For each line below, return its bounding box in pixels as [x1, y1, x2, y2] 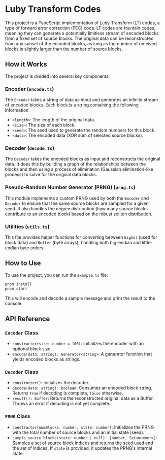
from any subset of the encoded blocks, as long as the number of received [5, 40, 157, 46]
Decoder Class [5, 368, 38, 375]
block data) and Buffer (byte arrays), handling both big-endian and [5, 239, 141, 245]
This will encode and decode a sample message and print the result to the [5, 295, 156, 301]
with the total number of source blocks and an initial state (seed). [12, 429, 144, 435]
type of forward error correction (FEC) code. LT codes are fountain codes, [5, 25, 156, 31]
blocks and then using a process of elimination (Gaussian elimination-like [5, 166, 154, 172]
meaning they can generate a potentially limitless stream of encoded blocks [5, 30, 159, 36]
